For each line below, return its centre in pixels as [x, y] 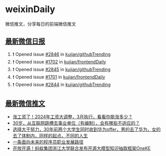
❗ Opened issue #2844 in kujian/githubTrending [62, 84]
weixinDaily [30, 9]
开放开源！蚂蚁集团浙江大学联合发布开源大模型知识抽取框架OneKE [81, 148]
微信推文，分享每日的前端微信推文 [41, 24]
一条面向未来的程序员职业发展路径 [48, 142]
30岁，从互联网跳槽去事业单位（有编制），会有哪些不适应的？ [76, 123]
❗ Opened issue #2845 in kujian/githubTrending [62, 69]
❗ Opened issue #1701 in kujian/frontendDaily [59, 77]
